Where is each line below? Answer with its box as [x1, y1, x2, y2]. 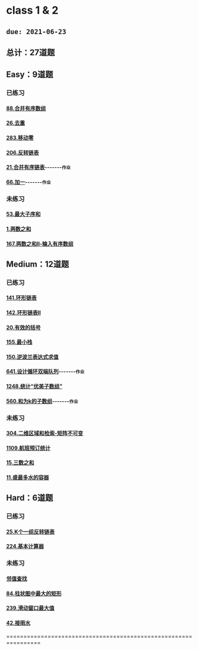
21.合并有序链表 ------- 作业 [6, 164, 71, 171]
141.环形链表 [6, 294, 37, 301]
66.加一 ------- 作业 [6, 178, 52, 185]
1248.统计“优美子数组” [6, 383, 62, 390]
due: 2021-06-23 [6, 27, 67, 36]
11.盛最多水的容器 [6, 474, 49, 481]
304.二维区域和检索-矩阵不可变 [6, 430, 83, 437]
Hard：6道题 [6, 493, 54, 503]
